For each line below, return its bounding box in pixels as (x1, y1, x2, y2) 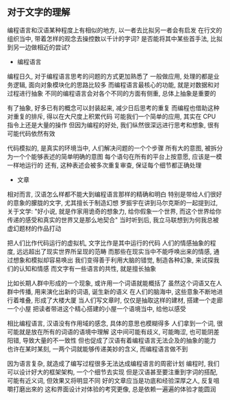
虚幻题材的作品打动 (7, 224, 62, 232)
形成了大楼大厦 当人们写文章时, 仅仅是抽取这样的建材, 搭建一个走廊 (34, 296, 223, 304)
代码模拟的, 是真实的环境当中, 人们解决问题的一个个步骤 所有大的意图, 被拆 (7, 144, 217, 152)
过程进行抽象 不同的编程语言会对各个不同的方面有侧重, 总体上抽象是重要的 (7, 89, 216, 97)
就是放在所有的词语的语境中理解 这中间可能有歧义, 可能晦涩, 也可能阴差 (18, 328, 220, 336)
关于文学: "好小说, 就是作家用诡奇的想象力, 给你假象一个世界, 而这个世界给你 (7, 207, 222, 215)
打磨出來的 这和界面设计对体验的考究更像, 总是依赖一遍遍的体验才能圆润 (12, 385, 216, 393)
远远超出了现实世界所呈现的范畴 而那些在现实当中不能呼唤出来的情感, (16, 247, 212, 255)
